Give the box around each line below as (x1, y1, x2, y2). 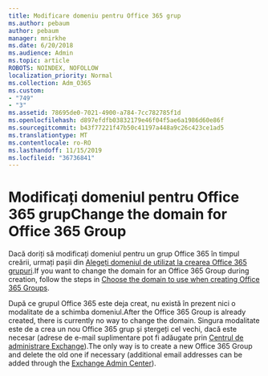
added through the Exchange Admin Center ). (8, 358, 156, 368)
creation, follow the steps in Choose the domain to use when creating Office (8, 275, 260, 284)
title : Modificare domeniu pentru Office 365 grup (8, 11, 181, 20)
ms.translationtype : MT (8, 131, 88, 139)
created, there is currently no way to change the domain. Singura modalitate (8, 316, 260, 325)
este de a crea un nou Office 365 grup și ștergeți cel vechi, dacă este (8, 325, 238, 334)
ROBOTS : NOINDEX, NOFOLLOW (8, 64, 99, 72)
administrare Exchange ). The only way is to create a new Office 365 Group (8, 341, 253, 351)
